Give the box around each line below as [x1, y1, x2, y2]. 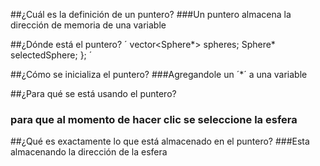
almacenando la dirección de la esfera [10, 146, 168, 158]
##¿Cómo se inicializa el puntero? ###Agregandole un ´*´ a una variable [10, 69, 308, 80]
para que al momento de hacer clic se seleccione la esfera [10, 112, 298, 126]
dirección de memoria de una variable [10, 19, 167, 31]
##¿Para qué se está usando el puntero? [10, 88, 177, 99]
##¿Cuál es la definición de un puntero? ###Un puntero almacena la [10, 9, 292, 20]
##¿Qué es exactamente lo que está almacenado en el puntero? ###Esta [10, 135, 310, 148]
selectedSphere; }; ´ [10, 49, 93, 61]
